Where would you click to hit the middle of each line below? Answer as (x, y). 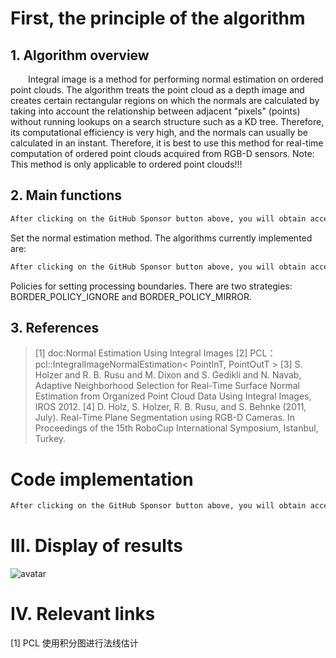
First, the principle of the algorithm (158, 18)
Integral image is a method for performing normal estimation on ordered (176, 79)
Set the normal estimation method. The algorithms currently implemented (161, 238)
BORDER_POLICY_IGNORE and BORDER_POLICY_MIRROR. (131, 296)
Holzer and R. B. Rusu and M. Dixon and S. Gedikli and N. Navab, (168, 375)
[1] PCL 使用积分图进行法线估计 (74, 643)
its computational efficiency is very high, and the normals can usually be (159, 132)
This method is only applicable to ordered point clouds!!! (126, 164)
